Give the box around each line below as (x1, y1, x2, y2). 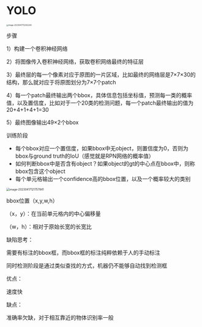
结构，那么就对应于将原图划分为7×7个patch (6, 79, 116, 86)
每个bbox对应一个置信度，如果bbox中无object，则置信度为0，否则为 (15, 145, 189, 152)
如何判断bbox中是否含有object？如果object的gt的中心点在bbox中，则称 (15, 160, 195, 167)
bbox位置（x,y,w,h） (6, 197, 58, 205)
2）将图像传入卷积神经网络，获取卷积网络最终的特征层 (6, 58, 144, 65)
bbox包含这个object (15, 167, 65, 175)
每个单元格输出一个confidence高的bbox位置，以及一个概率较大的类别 (15, 175, 191, 183)
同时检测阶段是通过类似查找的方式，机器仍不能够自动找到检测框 (6, 262, 167, 270)
